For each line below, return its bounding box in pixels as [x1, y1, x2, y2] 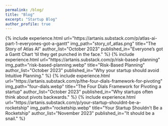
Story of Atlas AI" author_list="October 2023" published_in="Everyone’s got [5, 46, 163, 52]
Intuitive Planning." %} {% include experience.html [5, 73, 110, 79]
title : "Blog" [5, 12, 35, 17]
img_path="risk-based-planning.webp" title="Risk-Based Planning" [5, 62, 145, 68]
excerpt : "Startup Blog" [5, 17, 58, 22]
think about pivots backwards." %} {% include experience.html [5, 94, 136, 100]
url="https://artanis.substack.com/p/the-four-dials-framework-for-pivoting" [5, 78, 163, 84]
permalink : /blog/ [5, 7, 44, 13]
